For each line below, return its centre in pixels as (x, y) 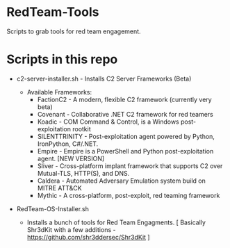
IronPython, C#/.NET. (68, 144)
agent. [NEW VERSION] (71, 158)
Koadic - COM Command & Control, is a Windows (108, 122)
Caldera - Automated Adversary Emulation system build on (121, 181)
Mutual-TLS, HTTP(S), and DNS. (83, 173)
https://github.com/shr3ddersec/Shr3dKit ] (88, 237)
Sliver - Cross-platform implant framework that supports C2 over (130, 166)
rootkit (81, 129)
